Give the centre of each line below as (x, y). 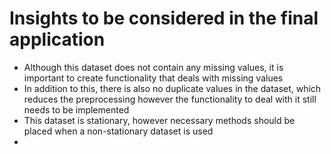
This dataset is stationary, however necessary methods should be (159, 120)
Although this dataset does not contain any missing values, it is (153, 67)
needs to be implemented (76, 109)
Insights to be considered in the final (164, 18)
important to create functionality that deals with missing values (153, 78)
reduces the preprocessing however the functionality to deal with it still (170, 99)
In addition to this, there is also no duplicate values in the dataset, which (172, 88)
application (57, 39)
